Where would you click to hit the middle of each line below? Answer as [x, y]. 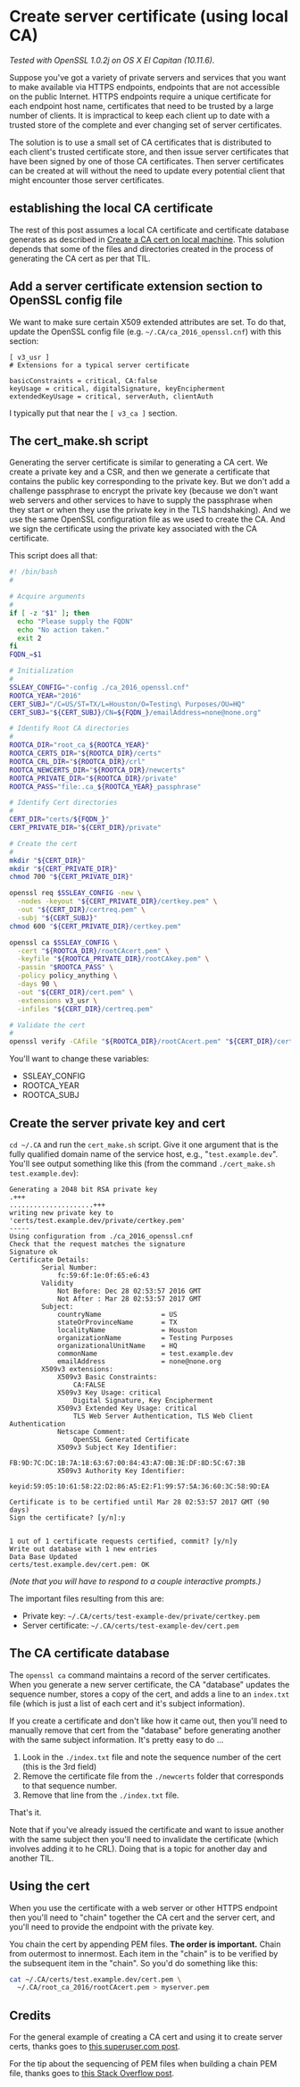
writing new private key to [62, 1212]
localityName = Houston [127, 1330]
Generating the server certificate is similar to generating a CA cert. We [138, 463]
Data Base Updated [43, 1556]
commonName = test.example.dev [145, 1354]
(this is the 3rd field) [59, 1766]
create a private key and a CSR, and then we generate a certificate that [140, 472]
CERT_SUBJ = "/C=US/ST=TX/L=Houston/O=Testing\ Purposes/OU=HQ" [127, 704]
